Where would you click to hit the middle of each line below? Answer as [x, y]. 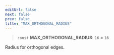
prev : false [17, 19]
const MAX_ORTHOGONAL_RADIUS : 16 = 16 [63, 38]
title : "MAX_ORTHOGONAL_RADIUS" [38, 24]
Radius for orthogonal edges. [35, 47]
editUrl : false [21, 10]
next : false [17, 14]
